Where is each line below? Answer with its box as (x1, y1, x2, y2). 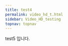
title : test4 (5, 7, 32, 12)
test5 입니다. (5, 35, 30, 41)
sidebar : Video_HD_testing (5, 16, 61, 21)
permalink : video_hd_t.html (5, 12, 64, 17)
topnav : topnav (5, 21, 37, 26)
